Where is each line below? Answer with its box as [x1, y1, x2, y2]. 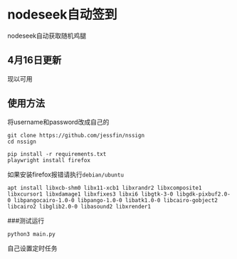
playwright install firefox [7, 157, 91, 164]
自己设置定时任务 [7, 243, 58, 253]
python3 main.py [7, 231, 56, 238]
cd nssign [7, 138, 37, 145]
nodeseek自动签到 [7, 6, 117, 23]
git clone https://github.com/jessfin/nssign [7, 132, 144, 139]
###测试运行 [7, 216, 45, 225]
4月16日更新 [7, 54, 62, 66]
